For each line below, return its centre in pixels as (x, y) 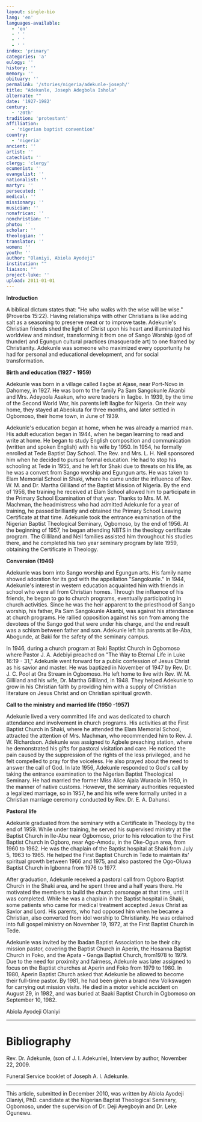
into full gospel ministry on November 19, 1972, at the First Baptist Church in (100, 924)
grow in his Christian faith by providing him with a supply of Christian (92, 687)
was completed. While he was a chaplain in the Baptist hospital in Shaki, (95, 899)
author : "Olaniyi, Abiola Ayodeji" (51, 258)
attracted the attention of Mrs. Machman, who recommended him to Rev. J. (99, 735)
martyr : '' (20, 185)
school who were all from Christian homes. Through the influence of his (95, 591)
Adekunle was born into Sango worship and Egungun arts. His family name (99, 572)
